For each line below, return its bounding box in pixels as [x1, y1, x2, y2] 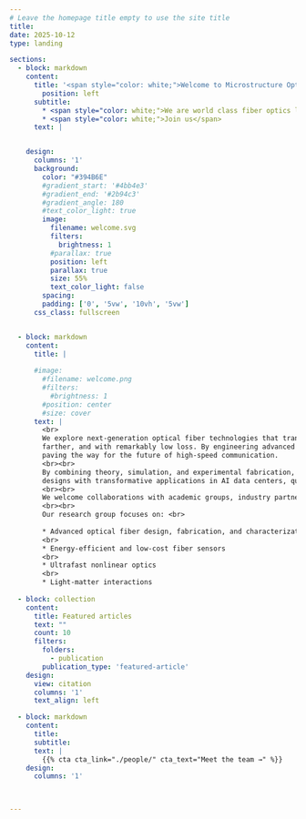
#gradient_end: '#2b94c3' [42, 189, 141, 198]
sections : [9, 56, 47, 65]
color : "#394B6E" [42, 172, 107, 182]
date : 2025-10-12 [9, 30, 76, 39]
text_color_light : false [49, 283, 145, 292]
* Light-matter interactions [42, 578, 153, 587]
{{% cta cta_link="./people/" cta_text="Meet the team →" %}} [42, 754, 283, 764]
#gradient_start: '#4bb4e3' [42, 181, 148, 190]
